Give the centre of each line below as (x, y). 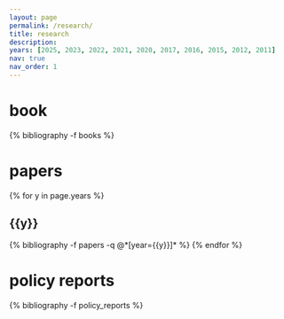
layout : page (33, 17)
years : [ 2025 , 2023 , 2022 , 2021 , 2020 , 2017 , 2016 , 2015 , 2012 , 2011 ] (142, 51)
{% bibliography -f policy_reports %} (76, 305)
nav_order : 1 (33, 67)
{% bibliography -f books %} (62, 135)
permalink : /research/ (51, 26)
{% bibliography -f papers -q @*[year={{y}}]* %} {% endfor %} (126, 245)
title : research (39, 34)
